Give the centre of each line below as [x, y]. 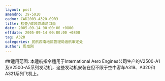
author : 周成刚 [19, 46]
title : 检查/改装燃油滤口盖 [31, 23]
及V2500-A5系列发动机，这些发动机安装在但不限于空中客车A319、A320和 [80, 67]
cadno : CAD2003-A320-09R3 [32, 19]
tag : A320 [15, 38]
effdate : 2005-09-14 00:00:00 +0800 [43, 33]
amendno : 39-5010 [23, 14]
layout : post [18, 10]
